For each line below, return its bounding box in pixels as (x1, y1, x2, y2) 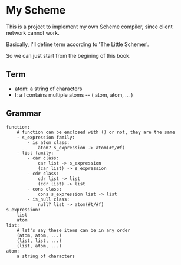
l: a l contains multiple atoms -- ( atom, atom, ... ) (14, 91, 133, 98)
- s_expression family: (17, 134, 75, 140)
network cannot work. (6, 29, 60, 36)
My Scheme (6, 4, 66, 17)
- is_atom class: (27, 139, 70, 145)
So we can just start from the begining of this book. (6, 52, 131, 59)
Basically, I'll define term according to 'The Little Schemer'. (6, 41, 149, 48)
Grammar (6, 109, 42, 119)
